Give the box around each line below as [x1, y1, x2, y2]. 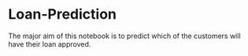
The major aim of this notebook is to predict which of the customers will [8, 31, 242, 40]
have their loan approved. [8, 39, 91, 48]
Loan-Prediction [8, 5, 117, 23]
